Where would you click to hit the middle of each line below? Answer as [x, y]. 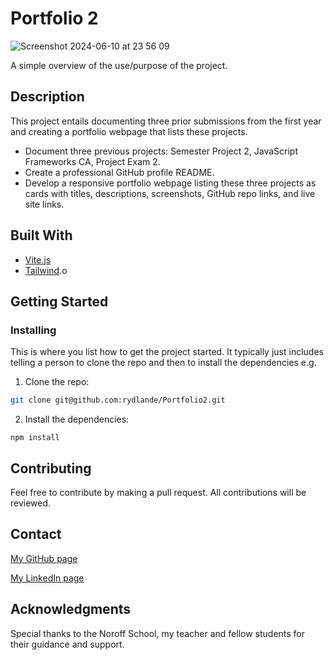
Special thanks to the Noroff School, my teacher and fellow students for [158, 633]
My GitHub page [44, 558]
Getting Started [59, 301]
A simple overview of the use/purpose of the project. [119, 65]
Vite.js [38, 259]
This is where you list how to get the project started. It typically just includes [167, 352]
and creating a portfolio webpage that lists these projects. [129, 131]
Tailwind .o [46, 270]
